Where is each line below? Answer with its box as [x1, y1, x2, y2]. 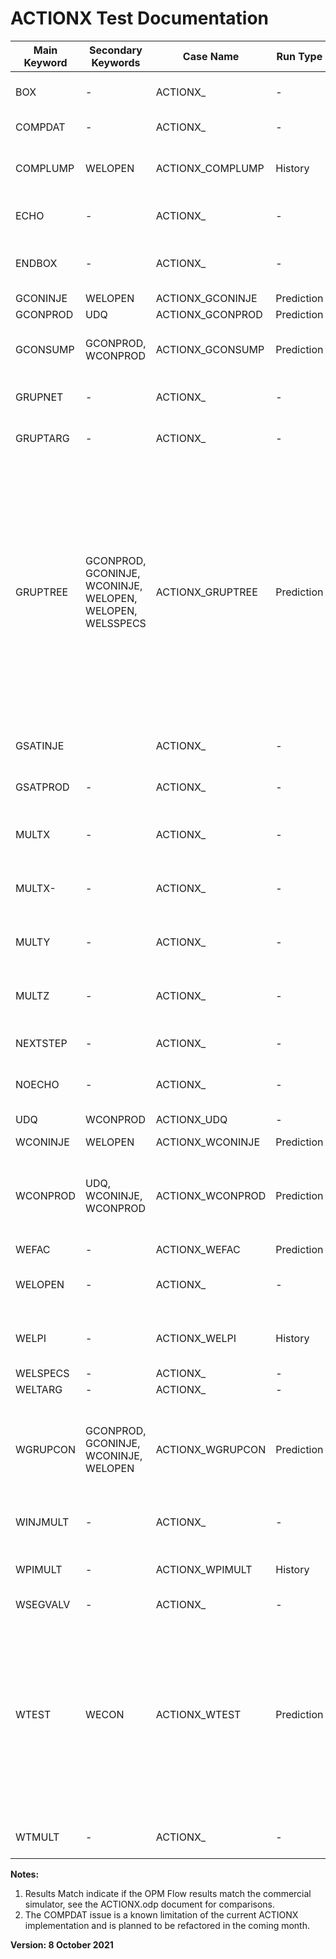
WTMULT [15, 1830, 60, 1844]
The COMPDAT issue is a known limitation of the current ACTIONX [24, 1908, 299, 1921]
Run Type [276, 49, 323, 63]
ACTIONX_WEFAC [155, 1242, 241, 1256]
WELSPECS [15, 1366, 70, 1380]
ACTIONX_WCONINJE [155, 1135, 261, 1149]
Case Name [182, 49, 240, 63]
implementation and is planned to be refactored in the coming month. [24, 1919, 310, 1931]
